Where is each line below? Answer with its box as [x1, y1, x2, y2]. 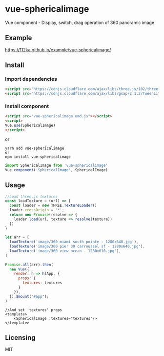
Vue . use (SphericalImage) [5, 123, 56, 128]
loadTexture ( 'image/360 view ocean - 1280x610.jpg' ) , [9, 248, 121, 254]
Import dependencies [5, 76, 58, 83]
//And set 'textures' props [5, 307, 62, 312]
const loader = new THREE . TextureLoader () [9, 203, 97, 208]
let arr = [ [5, 235, 29, 240]
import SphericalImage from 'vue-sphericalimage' [5, 163, 108, 168]
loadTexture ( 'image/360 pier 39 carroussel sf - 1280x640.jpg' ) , [9, 244, 145, 249]
